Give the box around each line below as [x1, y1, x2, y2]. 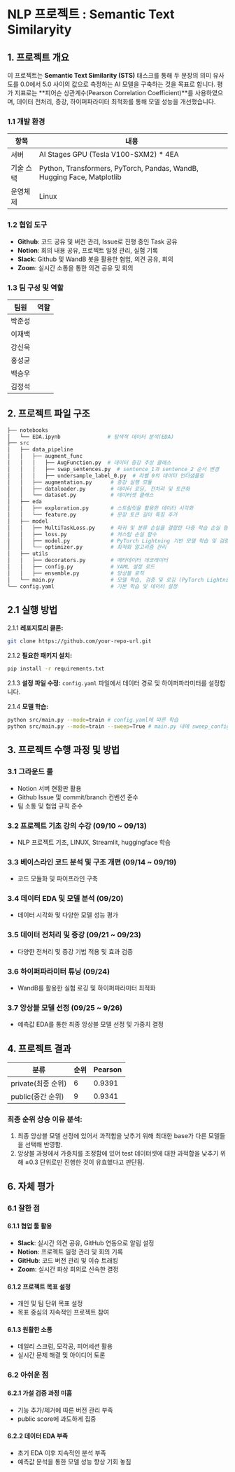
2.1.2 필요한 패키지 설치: [7, 652, 72, 660]
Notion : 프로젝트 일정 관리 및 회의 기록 [17, 1247, 124, 1256]
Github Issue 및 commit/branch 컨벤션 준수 [17, 792, 138, 801]
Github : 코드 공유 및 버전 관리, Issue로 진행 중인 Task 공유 [17, 237, 178, 246]
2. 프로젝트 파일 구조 [7, 407, 91, 420]
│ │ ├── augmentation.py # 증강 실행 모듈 [7, 479, 152, 486]
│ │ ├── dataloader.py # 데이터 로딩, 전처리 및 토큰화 [7, 485, 190, 492]
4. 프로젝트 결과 [7, 1042, 71, 1054]
